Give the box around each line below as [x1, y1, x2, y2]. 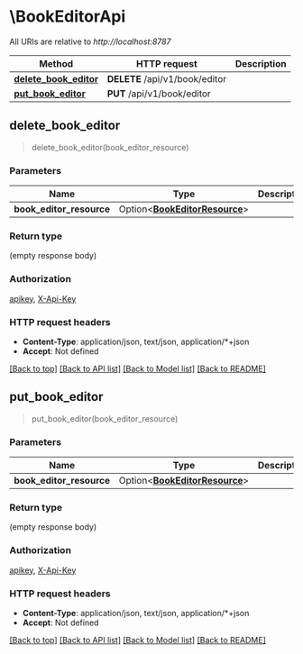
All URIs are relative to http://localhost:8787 [9, 36, 171, 47]
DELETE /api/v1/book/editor [106, 72, 227, 85]
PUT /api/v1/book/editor [106, 87, 212, 100]
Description [234, 57, 287, 69]
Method [39, 57, 74, 69]
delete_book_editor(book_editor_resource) [31, 141, 189, 152]
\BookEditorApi [9, 6, 126, 27]
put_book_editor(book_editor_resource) [31, 413, 179, 424]
